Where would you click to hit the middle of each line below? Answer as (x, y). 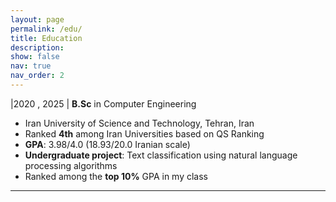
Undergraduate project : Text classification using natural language (161, 155)
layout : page (37, 19)
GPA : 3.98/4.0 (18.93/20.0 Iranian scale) (107, 144)
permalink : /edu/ (46, 29)
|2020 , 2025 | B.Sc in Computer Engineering (103, 103)
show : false (35, 57)
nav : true (31, 66)
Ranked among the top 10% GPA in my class (116, 176)
